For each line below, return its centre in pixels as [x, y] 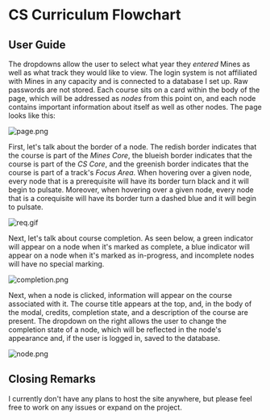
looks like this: [32, 115]
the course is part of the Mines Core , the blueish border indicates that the [130, 155]
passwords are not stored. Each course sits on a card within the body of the [134, 90]
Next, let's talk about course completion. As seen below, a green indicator [131, 238]
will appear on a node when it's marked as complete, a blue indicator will [129, 247]
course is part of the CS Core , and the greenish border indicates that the [129, 164]
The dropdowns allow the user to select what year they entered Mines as [129, 64]
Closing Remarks [52, 379]
